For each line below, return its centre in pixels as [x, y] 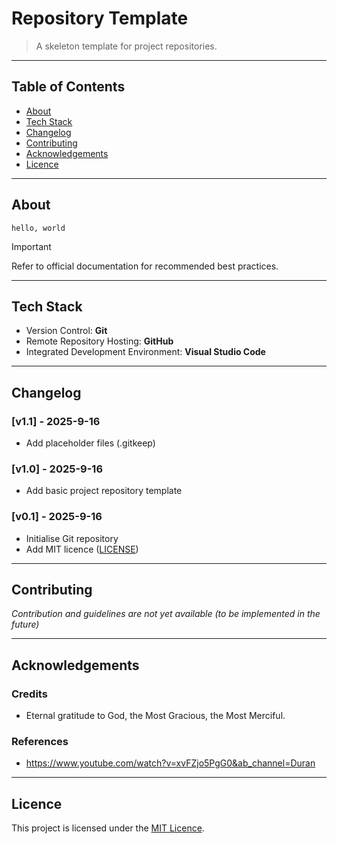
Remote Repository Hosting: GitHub [99, 341]
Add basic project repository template [104, 491]
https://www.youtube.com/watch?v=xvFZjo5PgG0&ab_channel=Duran [170, 763]
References [40, 742]
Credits [29, 694]
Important [31, 246]
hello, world [38, 228]
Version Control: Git [66, 331]
